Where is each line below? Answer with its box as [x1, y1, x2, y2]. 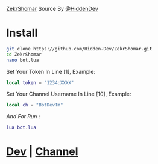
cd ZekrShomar [6, 51, 42, 58]
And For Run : [6, 113, 40, 120]
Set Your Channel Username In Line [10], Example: [6, 90, 131, 98]
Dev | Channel [6, 145, 78, 159]
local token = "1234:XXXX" [6, 79, 74, 86]
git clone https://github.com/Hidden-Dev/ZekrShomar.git [6, 46, 153, 52]
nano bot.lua [6, 57, 39, 63]
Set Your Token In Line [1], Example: [6, 68, 95, 75]
